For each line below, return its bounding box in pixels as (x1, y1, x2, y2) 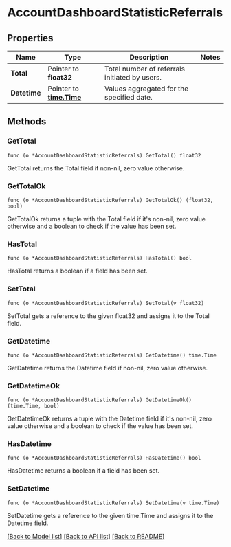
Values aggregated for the (104, 84, 189, 93)
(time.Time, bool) (7, 403, 60, 410)
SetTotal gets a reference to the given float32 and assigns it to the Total (7, 311, 210, 320)
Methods (7, 115, 47, 128)
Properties (7, 32, 54, 44)
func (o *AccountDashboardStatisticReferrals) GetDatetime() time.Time (7, 352, 217, 359)
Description (129, 53, 169, 62)
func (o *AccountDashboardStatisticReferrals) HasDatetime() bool (7, 455, 201, 462)
